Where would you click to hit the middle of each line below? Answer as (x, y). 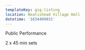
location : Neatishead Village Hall (43, 14)
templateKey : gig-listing (32, 10)
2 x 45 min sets (21, 43)
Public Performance (26, 33)
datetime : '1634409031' (30, 19)
